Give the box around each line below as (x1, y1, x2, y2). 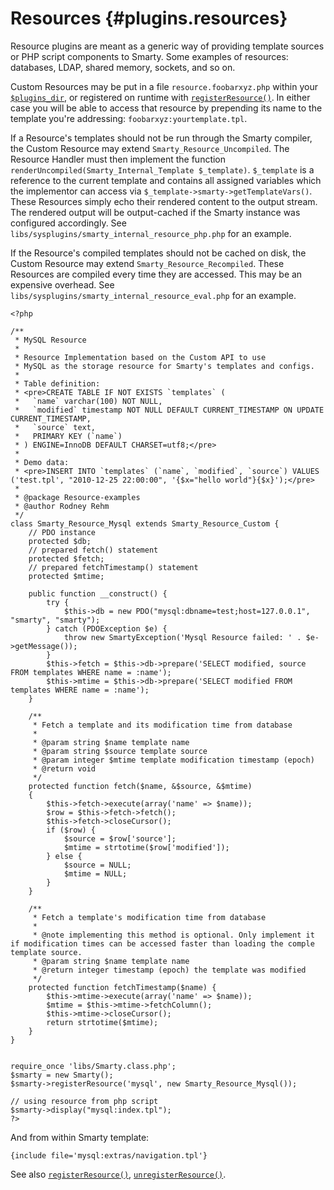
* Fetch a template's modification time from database (32, 912, 267, 922)
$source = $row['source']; (63, 833, 177, 844)
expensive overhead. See (10, 278, 115, 291)
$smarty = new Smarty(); (10, 1070, 114, 1080)
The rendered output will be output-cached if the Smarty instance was (10, 206, 301, 218)
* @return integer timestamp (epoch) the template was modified (32, 965, 307, 975)
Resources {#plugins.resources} (10, 7, 288, 30)
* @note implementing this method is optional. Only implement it (32, 930, 315, 940)
